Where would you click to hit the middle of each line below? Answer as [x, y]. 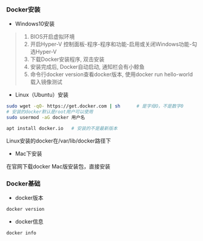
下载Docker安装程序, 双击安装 [67, 59]
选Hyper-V [43, 52]
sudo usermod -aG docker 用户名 [46, 118]
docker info [21, 233]
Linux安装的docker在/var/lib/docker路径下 [58, 141]
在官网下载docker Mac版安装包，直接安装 [58, 166]
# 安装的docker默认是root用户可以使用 [50, 112]
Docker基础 [23, 184]
